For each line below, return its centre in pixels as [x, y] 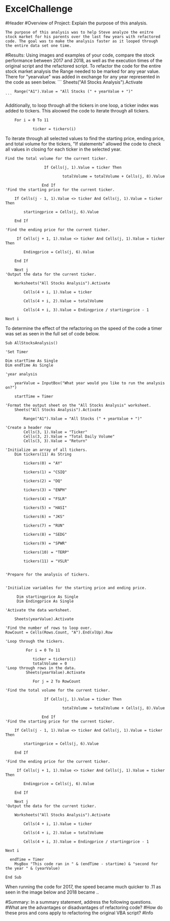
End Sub [13, 877]
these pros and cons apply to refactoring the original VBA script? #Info [79, 913]
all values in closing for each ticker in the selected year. [63, 149]
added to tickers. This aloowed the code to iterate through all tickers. [77, 110]
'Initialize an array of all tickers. [46, 450]
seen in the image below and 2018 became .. [52, 892]
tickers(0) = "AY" [43, 463]
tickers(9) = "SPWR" [45, 543]
